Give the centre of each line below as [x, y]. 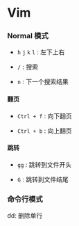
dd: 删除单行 [25, 216]
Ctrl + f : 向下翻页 [44, 115]
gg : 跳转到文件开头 [44, 164]
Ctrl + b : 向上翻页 [44, 131]
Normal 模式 [28, 36]
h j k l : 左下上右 [41, 52]
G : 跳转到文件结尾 [43, 179]
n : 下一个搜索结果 [43, 82]
